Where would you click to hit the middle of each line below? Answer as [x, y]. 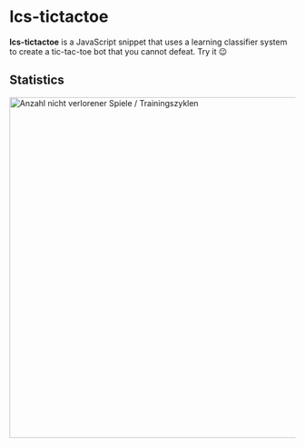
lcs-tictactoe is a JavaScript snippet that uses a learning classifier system [148, 42]
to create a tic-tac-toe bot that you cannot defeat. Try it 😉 [118, 51]
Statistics [37, 80]
